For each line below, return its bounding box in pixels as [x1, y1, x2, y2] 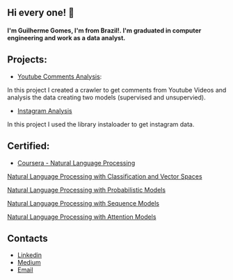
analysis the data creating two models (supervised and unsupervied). [7, 93, 207, 101]
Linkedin [17, 251, 42, 259]
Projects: [7, 53, 47, 66]
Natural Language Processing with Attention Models [7, 213, 156, 221]
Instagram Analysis [17, 106, 72, 115]
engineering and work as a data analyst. [7, 33, 126, 42]
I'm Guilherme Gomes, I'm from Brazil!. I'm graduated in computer [7, 26, 202, 35]
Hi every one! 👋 [7, 7, 75, 19]
